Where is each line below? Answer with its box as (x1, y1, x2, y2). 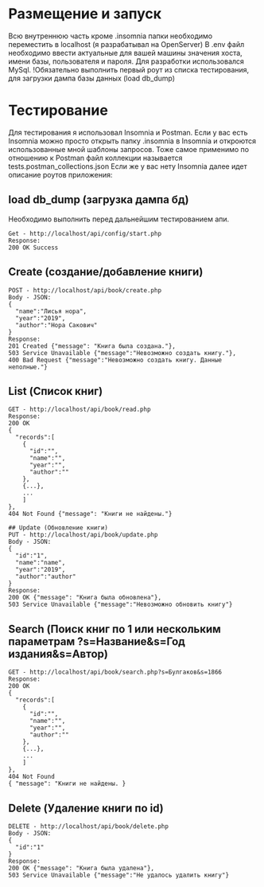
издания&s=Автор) (8, 647, 109, 661)
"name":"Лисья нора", (15, 307, 87, 315)
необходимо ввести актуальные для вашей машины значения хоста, (8, 48, 243, 57)
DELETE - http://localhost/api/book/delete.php (8, 822, 169, 830)
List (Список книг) (8, 384, 103, 398)
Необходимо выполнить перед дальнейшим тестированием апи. (8, 214, 230, 224)
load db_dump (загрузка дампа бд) (8, 193, 189, 207)
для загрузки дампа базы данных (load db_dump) (8, 73, 176, 83)
